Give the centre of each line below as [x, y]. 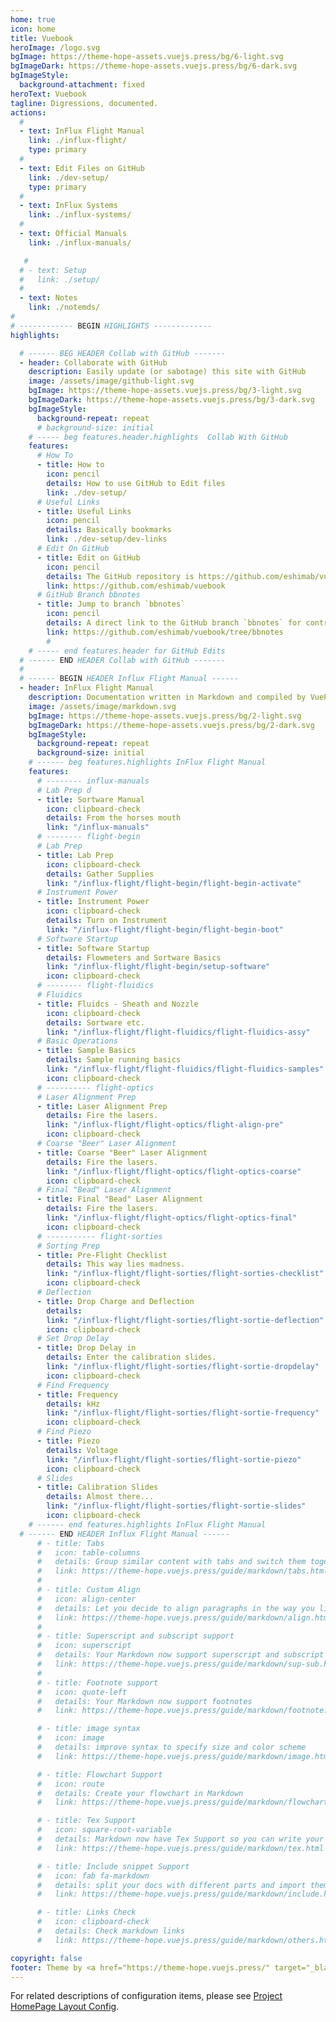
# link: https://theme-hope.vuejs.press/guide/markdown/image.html [184, 1756]
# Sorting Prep [68, 1246]
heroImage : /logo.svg [55, 47]
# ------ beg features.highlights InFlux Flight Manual [147, 762]
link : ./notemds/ [64, 307]
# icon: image [70, 1738]
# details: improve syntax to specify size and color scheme [171, 1747]
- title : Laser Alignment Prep [102, 1106]
